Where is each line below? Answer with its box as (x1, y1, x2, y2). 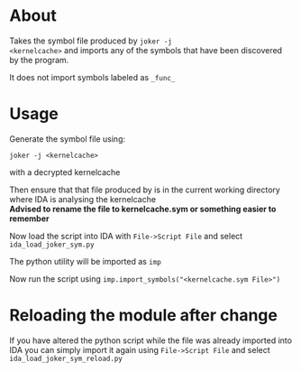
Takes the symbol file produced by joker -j (9, 35, 173, 46)
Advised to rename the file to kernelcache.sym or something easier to (9, 203, 277, 214)
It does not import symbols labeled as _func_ (9, 71, 176, 82)
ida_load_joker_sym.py (9, 240, 95, 249)
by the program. (9, 54, 69, 65)
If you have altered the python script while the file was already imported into (9, 335, 293, 346)
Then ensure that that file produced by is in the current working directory (9, 184, 281, 195)
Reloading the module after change (9, 305, 278, 326)
